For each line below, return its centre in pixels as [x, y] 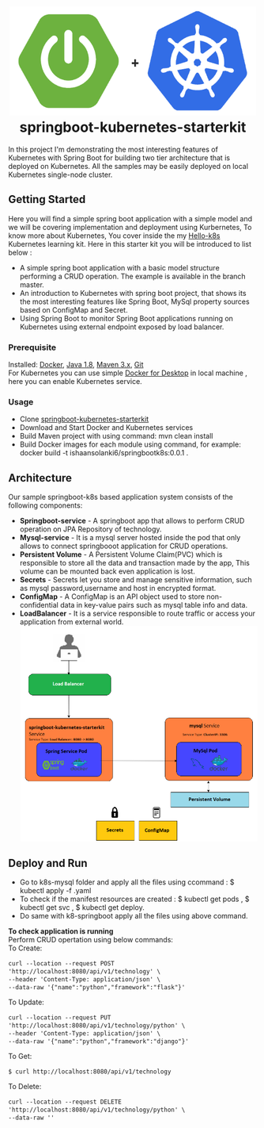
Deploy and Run [48, 863]
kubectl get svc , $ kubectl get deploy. [82, 907]
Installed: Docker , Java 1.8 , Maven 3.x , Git [76, 365]
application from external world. [72, 622]
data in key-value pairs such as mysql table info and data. [154, 605]
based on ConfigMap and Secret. [74, 309]
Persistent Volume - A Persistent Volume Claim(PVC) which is [121, 554]
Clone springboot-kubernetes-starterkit [84, 419]
